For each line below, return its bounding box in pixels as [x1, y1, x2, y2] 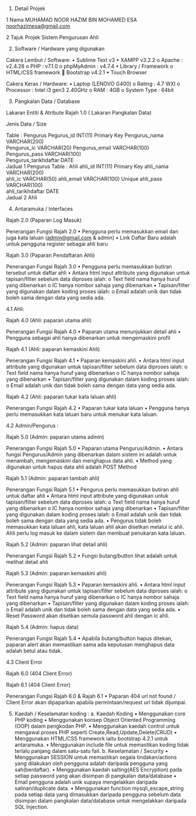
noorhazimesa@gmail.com [6, 23, 71, 29]
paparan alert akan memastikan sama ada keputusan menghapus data [6, 641, 175, 648]
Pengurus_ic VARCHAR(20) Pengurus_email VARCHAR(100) [6, 144, 150, 151]
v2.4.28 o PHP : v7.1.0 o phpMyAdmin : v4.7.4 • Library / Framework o [6, 63, 173, 70]
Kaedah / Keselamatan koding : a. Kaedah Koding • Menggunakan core [14, 710, 185, 717]
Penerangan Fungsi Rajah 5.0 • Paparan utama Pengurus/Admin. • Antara [6, 445, 183, 452]
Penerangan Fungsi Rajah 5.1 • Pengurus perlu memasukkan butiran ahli [6, 486, 179, 493]
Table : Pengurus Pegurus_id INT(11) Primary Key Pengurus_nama [6, 132, 164, 139]
